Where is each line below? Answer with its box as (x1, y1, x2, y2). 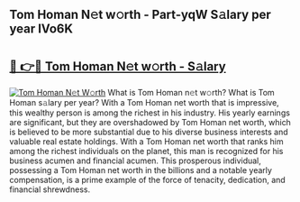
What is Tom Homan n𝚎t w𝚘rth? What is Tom (107, 87, 275, 97)
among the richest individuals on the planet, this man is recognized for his (9, 146, 284, 156)
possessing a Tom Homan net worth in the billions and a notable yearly (9, 165, 273, 175)
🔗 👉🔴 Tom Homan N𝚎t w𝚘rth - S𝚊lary (9, 59, 227, 74)
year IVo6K (9, 22, 74, 37)
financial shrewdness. (9, 184, 91, 195)
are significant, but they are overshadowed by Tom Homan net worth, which (9, 117, 291, 127)
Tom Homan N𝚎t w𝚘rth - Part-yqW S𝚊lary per (9, 7, 272, 23)
